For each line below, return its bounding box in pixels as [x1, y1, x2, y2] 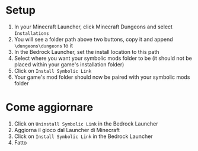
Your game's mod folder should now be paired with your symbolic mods [14, 73, 190, 81]
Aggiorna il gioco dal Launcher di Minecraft [14, 126, 120, 133]
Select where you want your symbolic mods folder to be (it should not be [14, 54, 192, 62]
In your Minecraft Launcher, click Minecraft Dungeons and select [14, 23, 173, 30]
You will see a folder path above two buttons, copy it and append [14, 36, 173, 43]
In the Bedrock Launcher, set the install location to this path [14, 48, 159, 55]
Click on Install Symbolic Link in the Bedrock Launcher [14, 133, 153, 140]
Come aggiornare [5, 101, 93, 114]
